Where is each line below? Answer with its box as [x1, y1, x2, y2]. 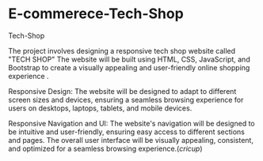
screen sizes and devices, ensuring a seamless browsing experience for [8, 95, 244, 104]
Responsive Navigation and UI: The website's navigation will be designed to [8, 118, 255, 128]
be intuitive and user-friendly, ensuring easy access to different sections [8, 127, 246, 137]
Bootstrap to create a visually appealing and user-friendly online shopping [8, 62, 250, 72]
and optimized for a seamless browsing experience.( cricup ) [8, 144, 204, 153]
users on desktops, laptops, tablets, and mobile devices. [8, 103, 192, 113]
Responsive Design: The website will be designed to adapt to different [8, 86, 237, 95]
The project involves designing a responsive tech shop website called [8, 46, 236, 55]
